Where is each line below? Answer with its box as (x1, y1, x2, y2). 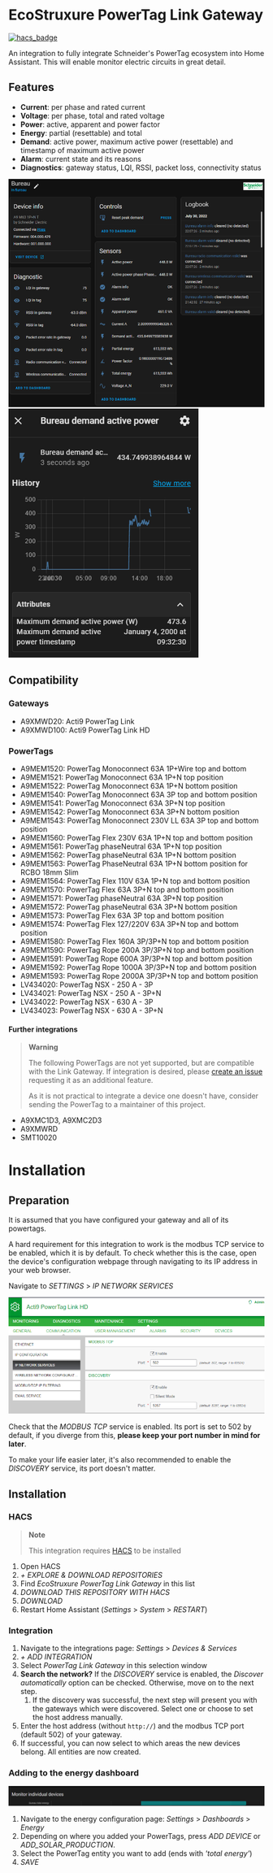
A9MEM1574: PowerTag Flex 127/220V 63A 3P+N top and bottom (19, 919, 240, 928)
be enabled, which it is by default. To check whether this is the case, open (8, 1248, 258, 1258)
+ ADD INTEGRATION (19, 1652, 93, 1662)
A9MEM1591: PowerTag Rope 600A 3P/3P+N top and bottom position (19, 954, 253, 963)
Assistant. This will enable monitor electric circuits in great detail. (8, 57, 226, 67)
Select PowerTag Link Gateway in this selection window (19, 1661, 207, 1671)
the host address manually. (32, 1713, 123, 1723)
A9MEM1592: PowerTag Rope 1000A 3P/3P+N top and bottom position (19, 962, 258, 972)
